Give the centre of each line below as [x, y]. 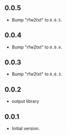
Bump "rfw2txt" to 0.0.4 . [37, 47]
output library [25, 101]
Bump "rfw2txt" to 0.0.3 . [37, 74]
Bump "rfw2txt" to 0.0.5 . [37, 20]
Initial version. [26, 129]
